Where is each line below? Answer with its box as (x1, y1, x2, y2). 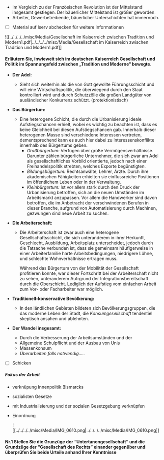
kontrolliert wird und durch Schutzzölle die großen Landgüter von (19, 92, 152, 98)
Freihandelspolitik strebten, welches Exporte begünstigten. (27, 164, 146, 169)
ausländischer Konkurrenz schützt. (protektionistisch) (19, 97, 129, 103)
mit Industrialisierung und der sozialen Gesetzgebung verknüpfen (12, 403, 145, 409)
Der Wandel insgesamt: (12, 325, 61, 331)
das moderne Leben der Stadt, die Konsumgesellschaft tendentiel (19, 310, 153, 317)
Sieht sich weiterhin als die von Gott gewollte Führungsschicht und (19, 81, 155, 88)
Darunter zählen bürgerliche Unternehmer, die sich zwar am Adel (27, 153, 159, 159)
